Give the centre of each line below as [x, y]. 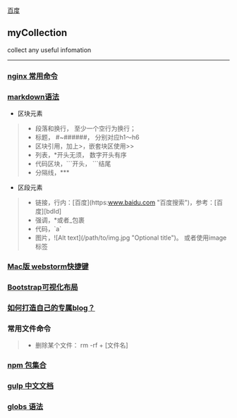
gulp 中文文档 [31, 386]
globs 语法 [25, 406]
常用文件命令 [29, 328]
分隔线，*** [52, 173]
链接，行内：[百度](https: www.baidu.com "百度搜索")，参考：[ [126, 202]
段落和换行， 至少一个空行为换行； [85, 128]
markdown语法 [34, 97]
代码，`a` [48, 229]
